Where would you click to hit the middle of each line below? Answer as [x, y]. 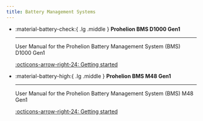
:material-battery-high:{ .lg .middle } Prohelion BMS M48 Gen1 [93, 76]
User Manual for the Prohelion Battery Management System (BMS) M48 [104, 93]
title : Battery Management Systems [51, 12]
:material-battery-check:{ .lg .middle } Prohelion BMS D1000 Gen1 [98, 29]
